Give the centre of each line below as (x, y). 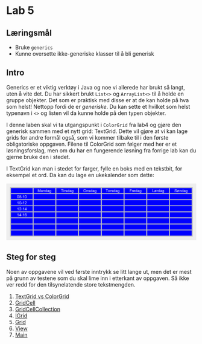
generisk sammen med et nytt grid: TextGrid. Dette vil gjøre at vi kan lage (97, 131)
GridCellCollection (37, 309)
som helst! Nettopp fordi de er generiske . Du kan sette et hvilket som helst (98, 106)
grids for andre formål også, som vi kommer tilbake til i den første (87, 137)
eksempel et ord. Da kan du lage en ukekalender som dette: (80, 175)
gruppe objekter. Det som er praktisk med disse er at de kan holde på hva (97, 100)
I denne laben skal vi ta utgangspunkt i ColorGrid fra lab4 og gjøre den (94, 125)
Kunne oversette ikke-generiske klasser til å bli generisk (84, 54)
